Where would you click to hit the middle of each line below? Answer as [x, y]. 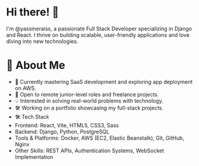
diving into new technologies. [42, 41]
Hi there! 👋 [33, 12]
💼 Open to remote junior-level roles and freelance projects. [87, 94]
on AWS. [26, 88]
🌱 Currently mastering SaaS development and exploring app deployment [104, 82]
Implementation [34, 156]
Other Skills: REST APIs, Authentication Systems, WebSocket [89, 151]
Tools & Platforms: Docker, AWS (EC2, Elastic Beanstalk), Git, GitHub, [99, 138]
